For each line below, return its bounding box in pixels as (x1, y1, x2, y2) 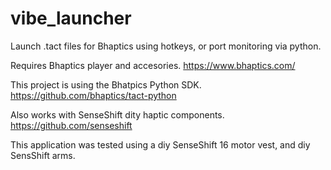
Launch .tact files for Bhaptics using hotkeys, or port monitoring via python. (10, 40, 322, 52)
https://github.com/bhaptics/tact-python (10, 89, 177, 101)
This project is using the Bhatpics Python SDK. (10, 78, 202, 91)
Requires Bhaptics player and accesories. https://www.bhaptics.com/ (10, 59, 296, 71)
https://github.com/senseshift (10, 119, 133, 131)
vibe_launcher (10, 7, 132, 30)
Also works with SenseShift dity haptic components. (10, 108, 225, 121)
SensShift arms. (10, 149, 76, 161)
